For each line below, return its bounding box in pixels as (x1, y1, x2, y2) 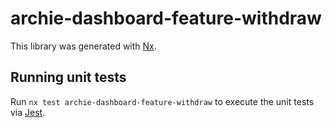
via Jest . (10, 106, 46, 118)
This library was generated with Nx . (10, 40, 157, 52)
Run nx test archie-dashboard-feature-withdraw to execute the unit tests (10, 95, 315, 107)
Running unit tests (10, 69, 127, 86)
